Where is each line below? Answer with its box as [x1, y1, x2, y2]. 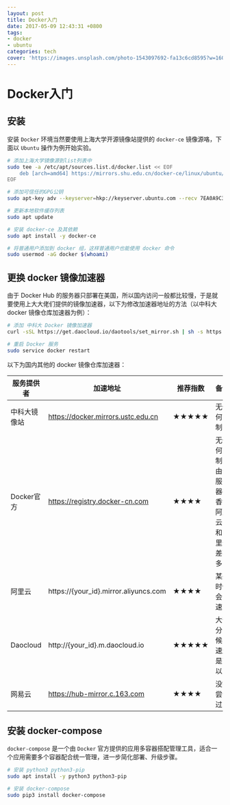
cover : [7, 55, 26, 62]
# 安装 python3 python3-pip [7, 767, 86, 774]
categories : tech [7, 49, 57, 55]
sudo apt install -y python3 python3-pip [7, 773, 127, 780]
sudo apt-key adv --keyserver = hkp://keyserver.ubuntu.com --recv [7, 195, 197, 202]
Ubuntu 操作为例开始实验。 [20, 143, 95, 151]
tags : [7, 29, 23, 36]
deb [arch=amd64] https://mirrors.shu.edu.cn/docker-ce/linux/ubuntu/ [19, 170, 225, 177]
